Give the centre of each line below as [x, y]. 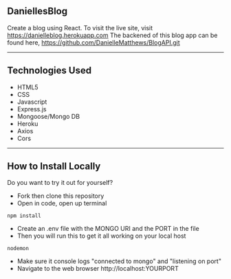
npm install [24, 216]
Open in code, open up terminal [62, 203]
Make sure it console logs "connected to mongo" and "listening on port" [119, 261]
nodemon [18, 249]
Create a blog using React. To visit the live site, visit [80, 27]
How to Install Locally [54, 167]
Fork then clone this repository [60, 196]
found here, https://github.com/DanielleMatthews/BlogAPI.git [93, 42]
